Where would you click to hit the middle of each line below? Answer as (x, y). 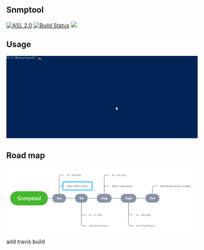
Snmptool (25, 10)
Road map (26, 155)
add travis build (26, 242)
